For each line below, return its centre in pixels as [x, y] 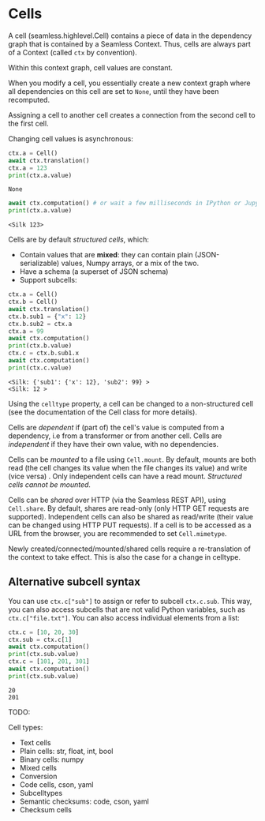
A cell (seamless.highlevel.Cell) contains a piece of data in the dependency [130, 36]
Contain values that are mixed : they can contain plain [106, 255]
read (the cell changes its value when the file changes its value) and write [128, 467]
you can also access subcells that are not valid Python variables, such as [127, 609]
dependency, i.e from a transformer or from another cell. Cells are [115, 436]
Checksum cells [46, 809]
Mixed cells [38, 767]
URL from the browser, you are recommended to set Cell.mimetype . [118, 533]
